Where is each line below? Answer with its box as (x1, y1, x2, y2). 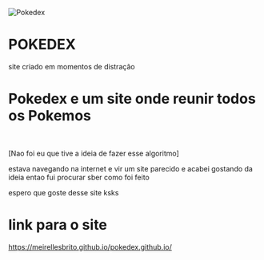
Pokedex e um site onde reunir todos (8, 90, 256, 108)
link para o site (8, 216, 108, 234)
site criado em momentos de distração (8, 61, 135, 71)
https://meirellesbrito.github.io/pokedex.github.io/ (8, 242, 172, 251)
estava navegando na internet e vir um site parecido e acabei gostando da (8, 163, 254, 173)
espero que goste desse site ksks (8, 187, 119, 197)
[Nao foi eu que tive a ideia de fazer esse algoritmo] (8, 148, 180, 158)
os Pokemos (8, 107, 92, 125)
